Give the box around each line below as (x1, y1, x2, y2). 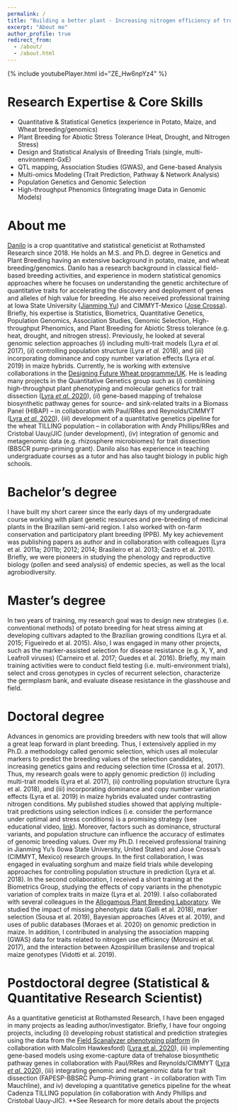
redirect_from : (7, 37, 52, 44)
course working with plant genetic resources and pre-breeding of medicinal (7, 515, 228, 523)
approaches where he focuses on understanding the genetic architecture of (7, 278, 229, 287)
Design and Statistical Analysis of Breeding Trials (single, (17, 147, 184, 156)
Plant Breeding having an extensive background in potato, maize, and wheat (7, 256, 229, 264)
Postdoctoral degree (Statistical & (7, 975, 210, 991)
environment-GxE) (17, 155, 72, 164)
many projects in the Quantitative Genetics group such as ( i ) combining (7, 376, 215, 385)
